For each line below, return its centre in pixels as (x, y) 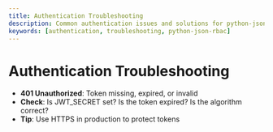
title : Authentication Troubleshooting (76, 16)
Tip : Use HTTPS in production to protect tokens (100, 119)
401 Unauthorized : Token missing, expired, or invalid (109, 93)
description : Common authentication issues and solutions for (116, 23)
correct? (34, 111)
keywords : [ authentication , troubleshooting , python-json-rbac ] (119, 31)
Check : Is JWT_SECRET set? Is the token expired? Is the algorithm (131, 102)
